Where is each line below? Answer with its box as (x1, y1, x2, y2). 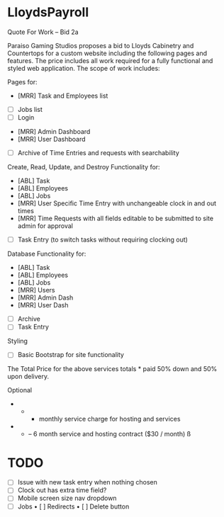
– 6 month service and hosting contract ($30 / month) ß (28, 430, 191, 438)
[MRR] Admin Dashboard (17, 127, 91, 136)
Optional (7, 386, 33, 394)
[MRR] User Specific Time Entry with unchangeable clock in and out (17, 199, 217, 208)
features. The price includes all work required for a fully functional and (7, 56, 213, 64)
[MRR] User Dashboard (17, 135, 86, 144)
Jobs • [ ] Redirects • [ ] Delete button (17, 502, 130, 511)
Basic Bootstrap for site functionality (17, 351, 124, 359)
